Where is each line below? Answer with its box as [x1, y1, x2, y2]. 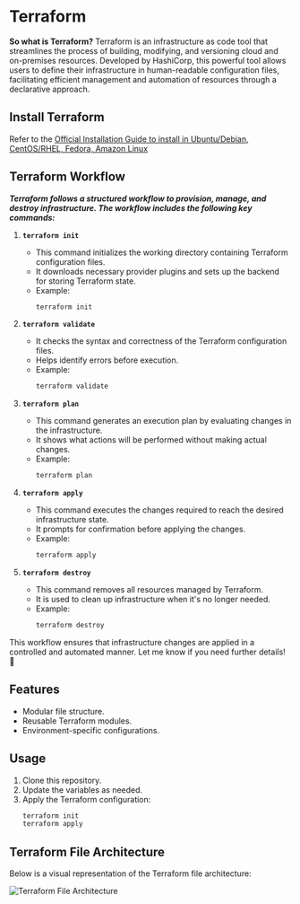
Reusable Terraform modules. [21, 715, 133, 726]
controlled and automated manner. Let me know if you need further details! [9, 646, 287, 657]
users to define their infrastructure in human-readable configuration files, [9, 65, 280, 75]
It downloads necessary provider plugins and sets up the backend [35, 266, 280, 276]
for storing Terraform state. [35, 276, 136, 286]
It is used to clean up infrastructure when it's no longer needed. [35, 594, 271, 605]
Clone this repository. [21, 775, 102, 786]
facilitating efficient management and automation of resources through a [9, 74, 278, 84]
